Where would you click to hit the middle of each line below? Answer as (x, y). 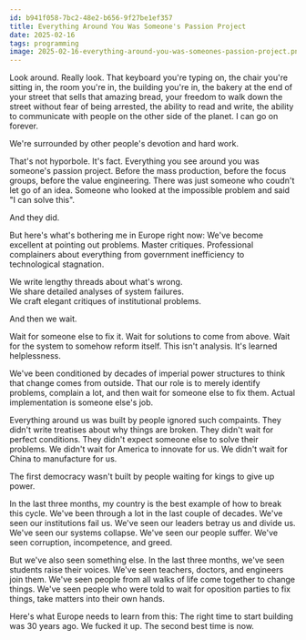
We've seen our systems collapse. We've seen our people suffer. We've (144, 533)
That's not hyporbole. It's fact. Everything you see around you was (134, 161)
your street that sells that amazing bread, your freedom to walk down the (146, 97)
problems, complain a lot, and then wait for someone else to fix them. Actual (153, 393)
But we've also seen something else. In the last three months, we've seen (147, 560)
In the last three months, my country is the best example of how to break (146, 504)
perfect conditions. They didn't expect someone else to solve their (134, 440)
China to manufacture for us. (63, 459)
